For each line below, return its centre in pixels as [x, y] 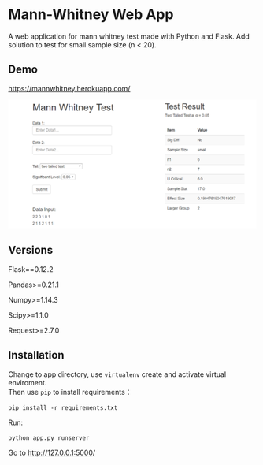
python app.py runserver [49, 438]
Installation [36, 355]
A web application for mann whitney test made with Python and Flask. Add [129, 36]
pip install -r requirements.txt [63, 407]
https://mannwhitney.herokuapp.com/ [69, 88]
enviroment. [28, 382]
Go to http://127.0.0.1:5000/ [52, 452]
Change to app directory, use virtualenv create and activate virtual [117, 374]
